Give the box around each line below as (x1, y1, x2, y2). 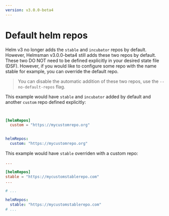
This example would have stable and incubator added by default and (5, 93, 151, 100)
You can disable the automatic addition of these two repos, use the (17, 78, 159, 84)
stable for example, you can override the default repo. (5, 68, 119, 74)
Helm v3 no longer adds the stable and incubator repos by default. (5, 47, 147, 53)
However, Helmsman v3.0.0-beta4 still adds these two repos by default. (5, 52, 157, 58)
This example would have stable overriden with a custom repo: (5, 150, 138, 157)
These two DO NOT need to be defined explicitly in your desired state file (5, 57, 159, 63)
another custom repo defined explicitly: (5, 99, 86, 105)
